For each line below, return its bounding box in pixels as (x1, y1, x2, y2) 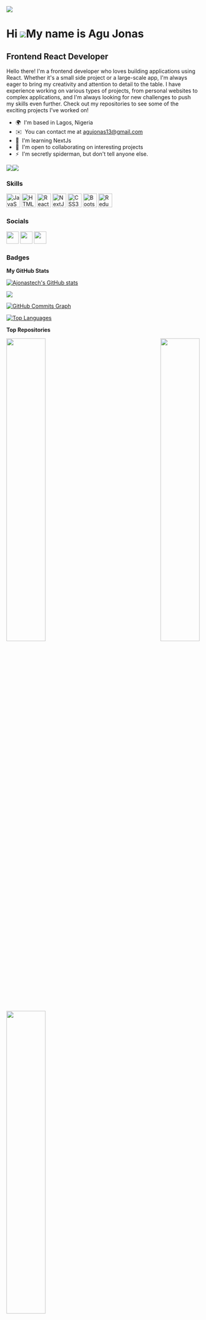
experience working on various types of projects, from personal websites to (6, 87, 198, 94)
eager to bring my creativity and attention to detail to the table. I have (6, 80, 181, 88)
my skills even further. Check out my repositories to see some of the (6, 100, 179, 107)
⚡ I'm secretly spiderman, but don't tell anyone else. (15, 150, 148, 158)
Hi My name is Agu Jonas (6, 27, 144, 41)
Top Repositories (6, 326, 51, 334)
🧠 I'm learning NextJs (15, 137, 72, 144)
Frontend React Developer (6, 51, 109, 61)
